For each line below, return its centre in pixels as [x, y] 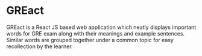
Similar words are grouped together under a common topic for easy [90, 40]
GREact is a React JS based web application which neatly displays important [101, 27]
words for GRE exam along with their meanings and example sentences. [96, 33]
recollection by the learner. [40, 46]
